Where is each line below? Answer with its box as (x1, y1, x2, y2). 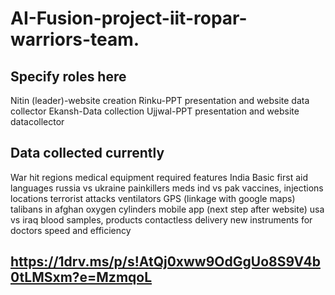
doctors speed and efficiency (10, 224, 132, 236)
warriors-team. (10, 28, 140, 51)
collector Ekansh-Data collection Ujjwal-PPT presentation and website (10, 105, 300, 117)
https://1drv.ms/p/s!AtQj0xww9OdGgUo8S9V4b (10, 253, 321, 271)
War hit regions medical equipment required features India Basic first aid (10, 171, 308, 183)
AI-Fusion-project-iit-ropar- (10, 7, 248, 30)
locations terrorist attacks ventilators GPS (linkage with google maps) (10, 192, 296, 204)
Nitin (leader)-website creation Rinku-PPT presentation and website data (10, 95, 310, 106)
